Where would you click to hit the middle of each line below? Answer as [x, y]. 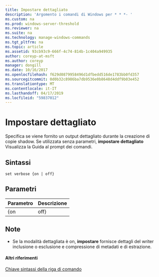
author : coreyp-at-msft [30, 56]
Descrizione [52, 203]
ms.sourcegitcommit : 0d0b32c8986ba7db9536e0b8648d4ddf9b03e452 [72, 79]
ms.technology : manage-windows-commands [48, 38]
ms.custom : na [20, 19]
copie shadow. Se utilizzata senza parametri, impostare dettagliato [74, 141]
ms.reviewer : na [22, 28]
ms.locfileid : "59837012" [32, 98]
